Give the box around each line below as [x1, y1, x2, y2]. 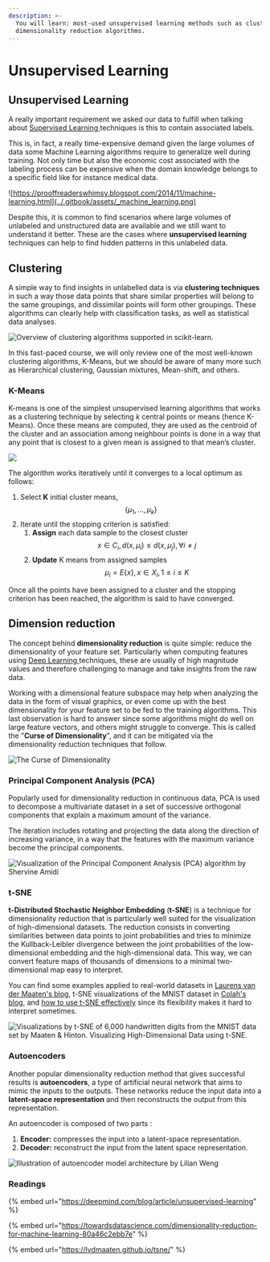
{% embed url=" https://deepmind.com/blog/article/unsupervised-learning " [8, 1196, 257, 1206]
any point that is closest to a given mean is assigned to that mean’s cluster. [8, 437, 256, 447]
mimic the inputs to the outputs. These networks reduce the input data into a [8, 1086, 262, 1096]
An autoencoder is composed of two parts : [8, 1118, 153, 1128]
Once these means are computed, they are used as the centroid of [37, 420, 257, 430]
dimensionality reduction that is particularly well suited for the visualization [8, 914, 256, 924]
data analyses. [8, 317, 57, 326]
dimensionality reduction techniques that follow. [8, 739, 167, 748]
